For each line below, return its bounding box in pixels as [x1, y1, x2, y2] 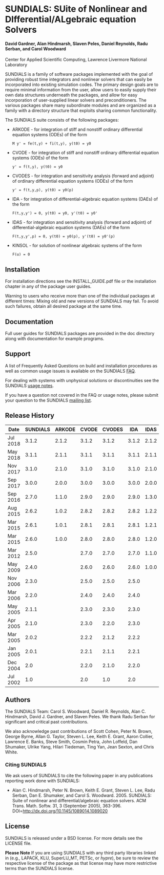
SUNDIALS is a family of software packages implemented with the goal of [5, 71, 153, 77]
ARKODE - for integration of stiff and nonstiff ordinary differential [12, 127, 143, 132]
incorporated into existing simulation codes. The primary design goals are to [5, 82, 159, 87]
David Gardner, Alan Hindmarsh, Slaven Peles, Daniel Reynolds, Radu [5, 41, 148, 46]
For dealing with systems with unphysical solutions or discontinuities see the [5, 377, 159, 383]
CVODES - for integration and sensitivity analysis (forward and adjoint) [12, 173, 154, 179]
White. [5, 749, 19, 755]
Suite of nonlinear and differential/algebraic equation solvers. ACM [12, 797, 146, 803]
